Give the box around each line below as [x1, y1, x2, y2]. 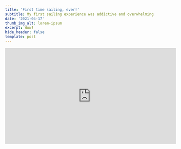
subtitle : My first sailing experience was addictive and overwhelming [5, 12, 154, 17]
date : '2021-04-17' [5, 16, 45, 21]
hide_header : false [5, 30, 45, 35]
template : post [5, 35, 36, 39]
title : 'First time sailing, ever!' [5, 7, 80, 12]
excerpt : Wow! [5, 25, 34, 30]
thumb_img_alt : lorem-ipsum [5, 20, 62, 26]
